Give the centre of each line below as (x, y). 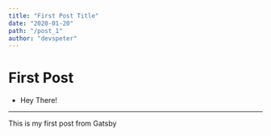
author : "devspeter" (43, 38)
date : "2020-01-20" (41, 23)
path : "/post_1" (35, 31)
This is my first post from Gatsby (63, 124)
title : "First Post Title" (54, 16)
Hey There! (39, 101)
